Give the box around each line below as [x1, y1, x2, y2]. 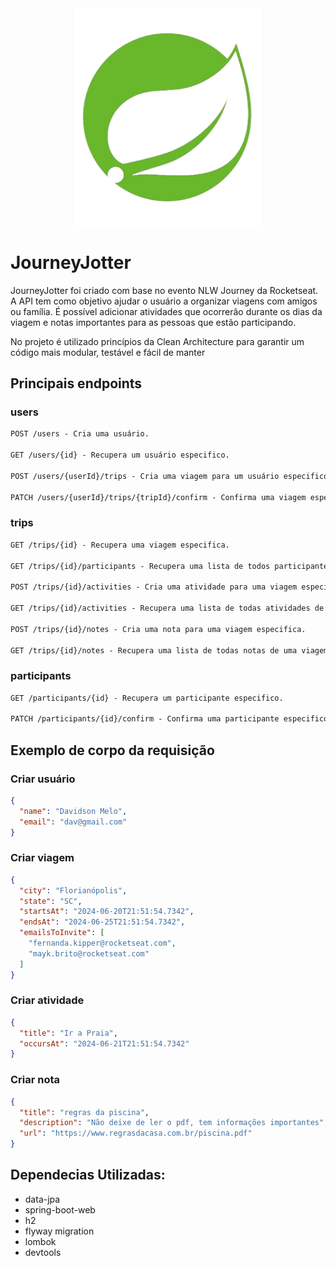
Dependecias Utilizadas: [10, 1167, 166, 1184]
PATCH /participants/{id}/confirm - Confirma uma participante [10, 714, 280, 724]
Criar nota [10, 1073, 61, 1087]
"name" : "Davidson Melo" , [19, 806, 128, 816]
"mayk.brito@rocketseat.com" [28, 948, 150, 959]
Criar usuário [10, 772, 76, 786]
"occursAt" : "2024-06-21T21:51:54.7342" [19, 1038, 190, 1049]
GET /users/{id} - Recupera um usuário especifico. [10, 450, 230, 461]
